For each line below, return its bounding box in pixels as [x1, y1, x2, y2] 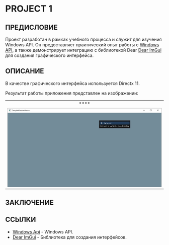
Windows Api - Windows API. [12, 228, 74, 234]
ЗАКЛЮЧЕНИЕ [5, 198, 54, 207]
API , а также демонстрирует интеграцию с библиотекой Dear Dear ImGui [5, 47, 162, 53]
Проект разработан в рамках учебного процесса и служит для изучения [5, 36, 162, 42]
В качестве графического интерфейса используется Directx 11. [5, 80, 140, 86]
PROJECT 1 [5, 3, 53, 15]
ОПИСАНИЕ [5, 67, 44, 75]
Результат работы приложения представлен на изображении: [5, 90, 138, 96]
